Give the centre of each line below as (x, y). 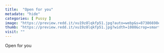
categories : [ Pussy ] (28, 18)
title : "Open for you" (29, 9)
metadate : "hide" (23, 14)
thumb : (12, 27)
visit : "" (15, 32)
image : (12, 23)
